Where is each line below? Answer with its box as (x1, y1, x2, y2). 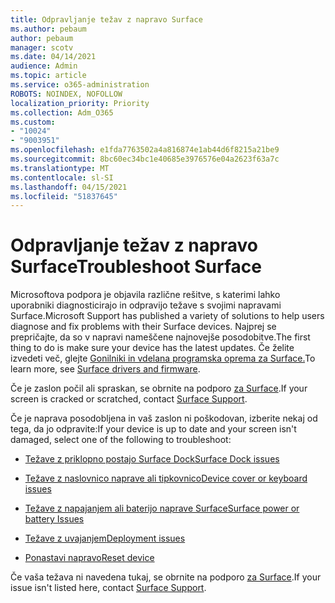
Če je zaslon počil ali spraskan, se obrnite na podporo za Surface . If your (10, 382, 308, 395)
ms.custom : (10, 117, 56, 127)
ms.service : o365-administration (10, 80, 150, 90)
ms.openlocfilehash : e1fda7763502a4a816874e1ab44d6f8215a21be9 (10, 145, 280, 155)
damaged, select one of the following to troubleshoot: (10, 434, 232, 446)
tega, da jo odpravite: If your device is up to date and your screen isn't (10, 423, 297, 435)
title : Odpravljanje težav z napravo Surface (10, 14, 203, 25)
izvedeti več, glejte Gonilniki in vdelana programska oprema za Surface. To (10, 352, 316, 365)
